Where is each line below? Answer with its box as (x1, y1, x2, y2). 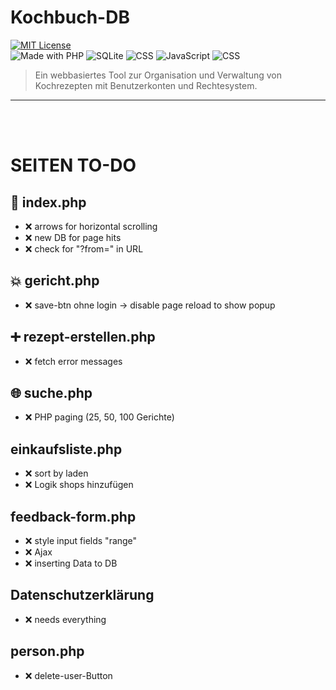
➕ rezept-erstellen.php (10, 329, 156, 346)
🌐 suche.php (10, 384, 93, 401)
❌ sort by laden (24, 467, 89, 480)
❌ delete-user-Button (24, 669, 113, 681)
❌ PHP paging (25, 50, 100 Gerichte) (24, 411, 175, 423)
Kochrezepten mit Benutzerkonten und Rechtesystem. (34, 79, 258, 91)
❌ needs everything (24, 613, 107, 625)
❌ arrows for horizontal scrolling (24, 220, 158, 232)
